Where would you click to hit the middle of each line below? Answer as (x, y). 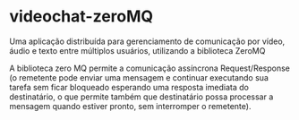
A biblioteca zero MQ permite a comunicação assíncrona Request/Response (150, 68)
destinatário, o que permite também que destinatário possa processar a (141, 97)
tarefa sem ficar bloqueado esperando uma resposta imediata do (129, 87)
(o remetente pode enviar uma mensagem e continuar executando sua (139, 77)
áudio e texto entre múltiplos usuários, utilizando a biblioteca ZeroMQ (137, 50)
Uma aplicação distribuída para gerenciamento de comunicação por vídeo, (147, 41)
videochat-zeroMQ (81, 17)
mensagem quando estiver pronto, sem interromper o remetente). (130, 106)
